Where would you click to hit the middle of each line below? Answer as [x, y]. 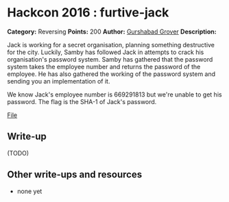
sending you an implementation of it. [59, 81]
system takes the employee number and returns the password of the [104, 66]
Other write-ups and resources [75, 175]
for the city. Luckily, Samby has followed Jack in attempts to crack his [106, 52]
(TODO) [18, 153]
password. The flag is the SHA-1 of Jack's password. [82, 101]
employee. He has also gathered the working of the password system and [111, 74]
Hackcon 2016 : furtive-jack [88, 13]
